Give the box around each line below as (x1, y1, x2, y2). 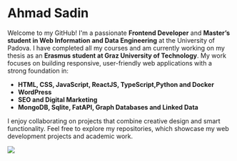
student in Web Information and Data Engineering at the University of (7, 36, 216, 44)
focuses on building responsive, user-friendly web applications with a (7, 58, 213, 67)
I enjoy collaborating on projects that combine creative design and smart (7, 116, 221, 125)
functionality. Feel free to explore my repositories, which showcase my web (7, 124, 230, 133)
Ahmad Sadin (7, 5, 89, 21)
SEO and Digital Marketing (17, 95, 98, 104)
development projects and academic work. (7, 132, 133, 140)
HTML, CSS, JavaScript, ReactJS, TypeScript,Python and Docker (17, 80, 214, 88)
